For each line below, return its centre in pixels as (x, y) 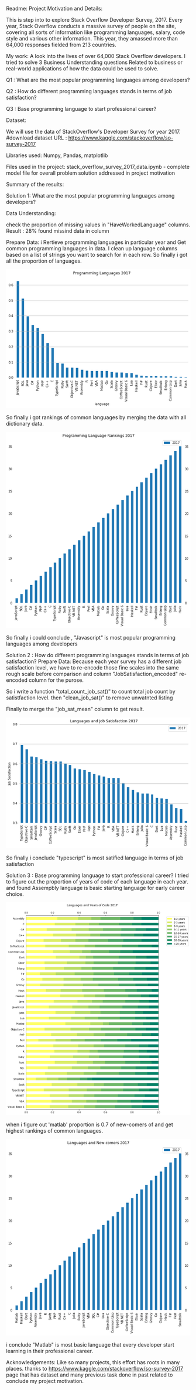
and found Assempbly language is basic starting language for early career (96, 888)
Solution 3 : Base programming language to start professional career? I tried (97, 875)
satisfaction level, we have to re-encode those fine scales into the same (93, 667)
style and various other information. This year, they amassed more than (92, 38)
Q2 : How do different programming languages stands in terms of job (89, 91)
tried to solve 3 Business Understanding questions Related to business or (94, 62)
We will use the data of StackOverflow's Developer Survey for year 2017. (93, 132)
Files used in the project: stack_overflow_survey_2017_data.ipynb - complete (98, 167)
